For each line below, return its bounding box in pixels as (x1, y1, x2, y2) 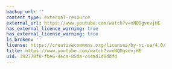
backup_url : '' (6, 8, 45, 15)
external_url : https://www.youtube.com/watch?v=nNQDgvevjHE (6, 20, 161, 26)
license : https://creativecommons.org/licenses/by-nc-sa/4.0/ (6, 43, 166, 49)
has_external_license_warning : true (6, 31, 98, 37)
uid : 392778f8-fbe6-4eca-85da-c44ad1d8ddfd (6, 53, 118, 59)
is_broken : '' (6, 37, 42, 43)
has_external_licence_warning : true (6, 25, 98, 32)
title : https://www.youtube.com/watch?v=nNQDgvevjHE (6, 48, 142, 54)
